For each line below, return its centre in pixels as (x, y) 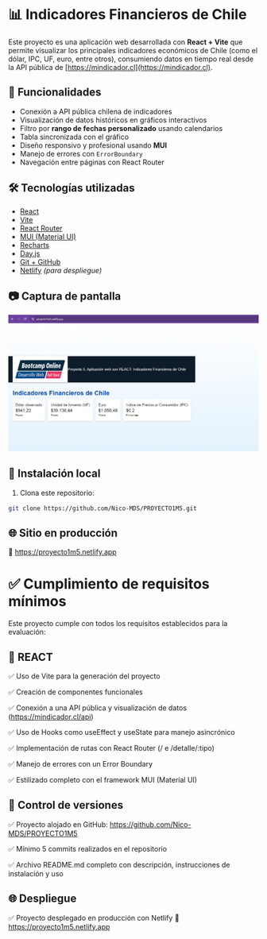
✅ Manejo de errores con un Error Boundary (81, 764)
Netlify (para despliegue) (61, 270)
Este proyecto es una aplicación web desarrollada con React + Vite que (126, 42)
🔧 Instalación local (54, 474)
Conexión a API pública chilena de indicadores (96, 111)
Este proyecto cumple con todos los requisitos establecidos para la (118, 624)
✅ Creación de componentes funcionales (75, 692)
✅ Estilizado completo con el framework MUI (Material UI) (103, 780)
